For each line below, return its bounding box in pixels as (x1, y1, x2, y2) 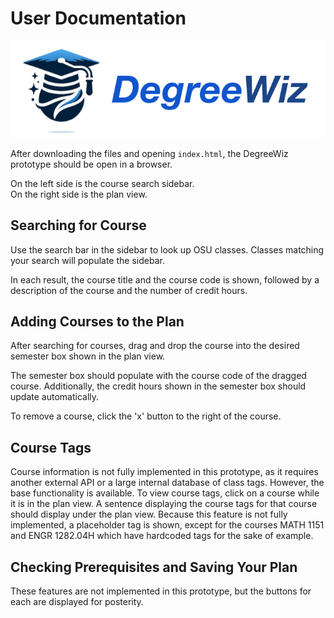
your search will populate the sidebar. (10, 254, 165, 266)
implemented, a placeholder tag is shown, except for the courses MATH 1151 (10, 519, 325, 531)
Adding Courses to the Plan (10, 313, 185, 330)
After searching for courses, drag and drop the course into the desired (10, 340, 300, 352)
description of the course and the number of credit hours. (10, 284, 248, 296)
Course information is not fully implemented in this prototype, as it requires (10, 466, 319, 478)
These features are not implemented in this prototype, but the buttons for (10, 585, 312, 597)
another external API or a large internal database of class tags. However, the (10, 477, 325, 489)
